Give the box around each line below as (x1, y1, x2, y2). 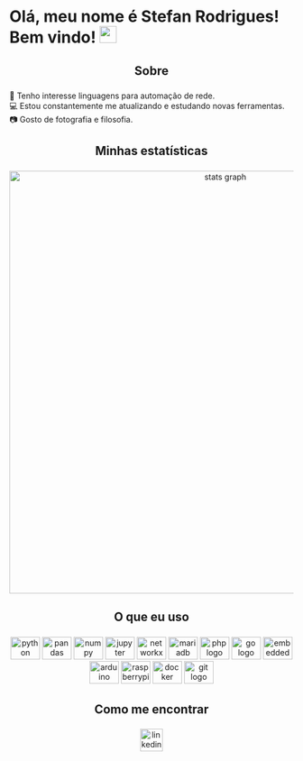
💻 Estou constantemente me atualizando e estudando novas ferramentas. (9, 100, 286, 111)
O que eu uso (114, 610, 189, 625)
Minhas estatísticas (95, 142, 208, 159)
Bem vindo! (9, 27, 96, 48)
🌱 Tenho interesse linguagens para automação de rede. (9, 90, 216, 101)
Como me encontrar (94, 701, 209, 717)
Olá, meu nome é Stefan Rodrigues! (9, 6, 280, 27)
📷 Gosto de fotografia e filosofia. (9, 114, 133, 124)
